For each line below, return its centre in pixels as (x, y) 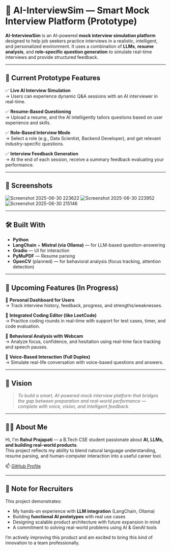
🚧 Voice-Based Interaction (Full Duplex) (48, 357)
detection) (23, 267)
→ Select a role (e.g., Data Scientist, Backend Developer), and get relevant (83, 138)
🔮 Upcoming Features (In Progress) (62, 288)
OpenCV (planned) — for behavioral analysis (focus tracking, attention (87, 261)
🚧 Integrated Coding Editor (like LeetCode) (51, 315)
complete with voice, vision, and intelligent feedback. (74, 406)
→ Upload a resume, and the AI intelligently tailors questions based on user (84, 117)
